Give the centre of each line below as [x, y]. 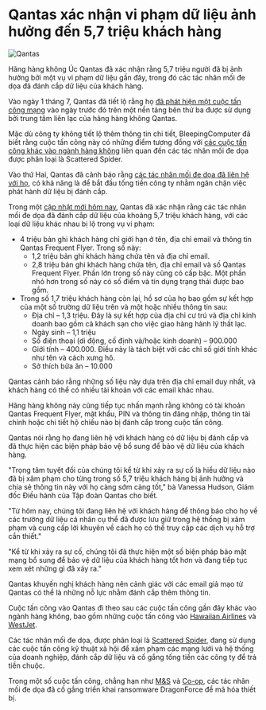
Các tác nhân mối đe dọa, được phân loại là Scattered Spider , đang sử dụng [132, 640]
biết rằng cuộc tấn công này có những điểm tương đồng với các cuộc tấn [128, 142]
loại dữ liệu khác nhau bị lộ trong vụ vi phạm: [81, 224]
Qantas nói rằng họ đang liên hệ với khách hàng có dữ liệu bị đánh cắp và [128, 437]
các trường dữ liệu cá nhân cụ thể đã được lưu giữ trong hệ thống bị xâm [127, 519]
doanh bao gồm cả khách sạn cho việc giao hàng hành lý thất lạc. [139, 323]
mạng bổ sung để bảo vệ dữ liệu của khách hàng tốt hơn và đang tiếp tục [128, 560]
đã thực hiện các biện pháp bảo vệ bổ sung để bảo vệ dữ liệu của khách [126, 446]
